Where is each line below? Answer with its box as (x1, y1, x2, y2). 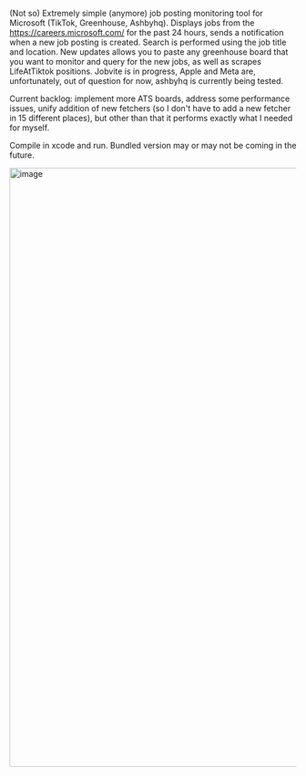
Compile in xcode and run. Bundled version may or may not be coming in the (9, 140, 297, 150)
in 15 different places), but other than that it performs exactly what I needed (9, 113, 293, 123)
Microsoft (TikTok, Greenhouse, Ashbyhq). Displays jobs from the (9, 17, 255, 28)
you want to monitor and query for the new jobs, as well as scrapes (9, 57, 262, 67)
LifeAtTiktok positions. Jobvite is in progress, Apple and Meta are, (9, 66, 257, 77)
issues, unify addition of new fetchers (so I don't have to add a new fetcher (9, 103, 291, 113)
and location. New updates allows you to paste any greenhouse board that (9, 47, 289, 57)
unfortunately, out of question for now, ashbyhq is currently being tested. (9, 76, 284, 86)
